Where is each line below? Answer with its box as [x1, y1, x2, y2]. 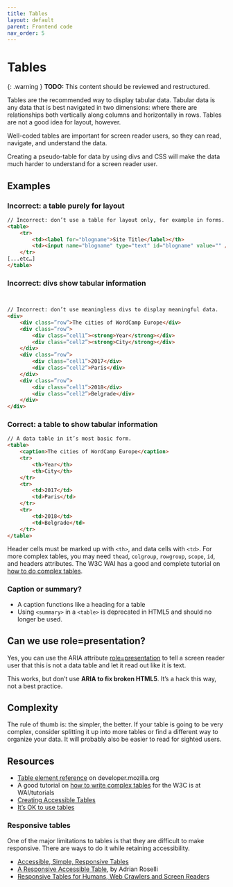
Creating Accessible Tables [17, 796, 96, 804]
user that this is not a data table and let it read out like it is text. [7, 661, 187, 669]
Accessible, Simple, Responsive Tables [17, 857, 130, 865]
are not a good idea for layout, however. [7, 118, 121, 127]
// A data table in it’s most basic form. [7, 435, 132, 442]
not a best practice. [7, 682, 63, 690]
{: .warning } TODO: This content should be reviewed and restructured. [7, 83, 210, 91]
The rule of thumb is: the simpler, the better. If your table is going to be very [7, 720, 223, 729]
